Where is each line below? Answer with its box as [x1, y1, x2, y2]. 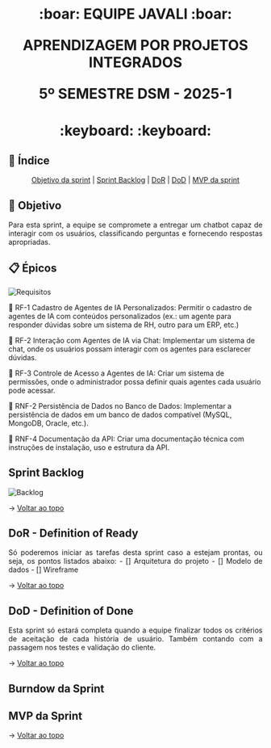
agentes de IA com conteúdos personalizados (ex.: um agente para [8, 311, 231, 321]
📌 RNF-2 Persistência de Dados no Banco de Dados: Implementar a [8, 401, 232, 410]
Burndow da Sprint [8, 682, 105, 695]
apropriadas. [8, 237, 51, 246]
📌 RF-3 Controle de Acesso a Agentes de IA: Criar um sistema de [8, 368, 224, 378]
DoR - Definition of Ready [8, 527, 139, 540]
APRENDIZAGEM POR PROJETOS [23, 36, 248, 55]
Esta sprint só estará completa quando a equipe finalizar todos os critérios [8, 625, 263, 635]
